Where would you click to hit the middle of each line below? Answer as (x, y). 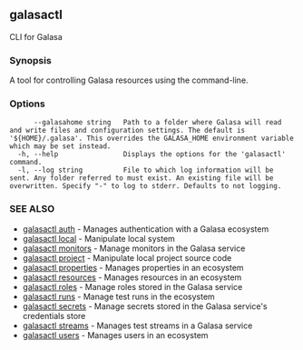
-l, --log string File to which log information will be (146, 170)
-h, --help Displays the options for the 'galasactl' (151, 155)
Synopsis (30, 60)
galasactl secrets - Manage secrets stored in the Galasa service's (145, 306)
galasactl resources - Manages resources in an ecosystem (132, 277)
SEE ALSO (32, 209)
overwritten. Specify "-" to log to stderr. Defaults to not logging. (146, 186)
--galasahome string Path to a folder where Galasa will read (157, 123)
